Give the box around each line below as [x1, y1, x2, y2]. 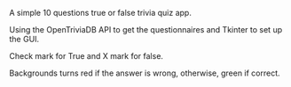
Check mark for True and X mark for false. [9, 51, 164, 61]
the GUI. [9, 34, 40, 44]
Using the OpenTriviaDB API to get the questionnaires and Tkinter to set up [9, 25, 282, 34]
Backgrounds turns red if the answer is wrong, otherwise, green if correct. [9, 68, 281, 78]
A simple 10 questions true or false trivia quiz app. [9, 8, 193, 18]
